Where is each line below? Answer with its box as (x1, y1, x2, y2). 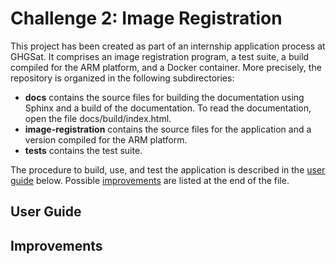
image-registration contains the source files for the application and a (24, 123, 312, 135)
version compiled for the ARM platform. (24, 133, 188, 146)
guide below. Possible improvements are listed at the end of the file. (10, 174, 290, 186)
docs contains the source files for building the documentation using (24, 91, 305, 103)
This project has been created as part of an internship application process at (10, 40, 326, 52)
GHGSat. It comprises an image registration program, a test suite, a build (10, 50, 310, 62)
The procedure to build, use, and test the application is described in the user (10, 163, 326, 176)
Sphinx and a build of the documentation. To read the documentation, (24, 102, 312, 114)
